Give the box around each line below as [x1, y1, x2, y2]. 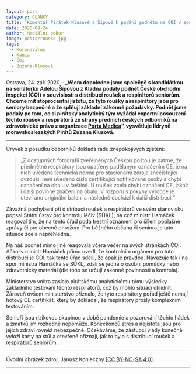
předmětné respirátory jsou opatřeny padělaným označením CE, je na [20, 163, 188, 170]
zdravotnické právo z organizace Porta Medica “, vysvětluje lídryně [6, 122, 171, 129]
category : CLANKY [6, 14, 48, 20]
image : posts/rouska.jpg [6, 36, 66, 42]
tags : [6, 42, 19, 47]
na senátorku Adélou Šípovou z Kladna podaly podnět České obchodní [6, 85, 181, 92]
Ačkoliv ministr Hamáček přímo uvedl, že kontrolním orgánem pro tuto [6, 248, 174, 255]
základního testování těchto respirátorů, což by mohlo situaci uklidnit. [6, 284, 173, 291]
